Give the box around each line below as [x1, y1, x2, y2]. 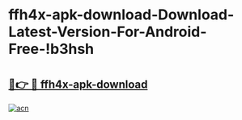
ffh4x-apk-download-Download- [8, 6, 235, 24]
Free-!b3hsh [8, 40, 95, 58]
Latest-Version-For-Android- [8, 23, 207, 41]
